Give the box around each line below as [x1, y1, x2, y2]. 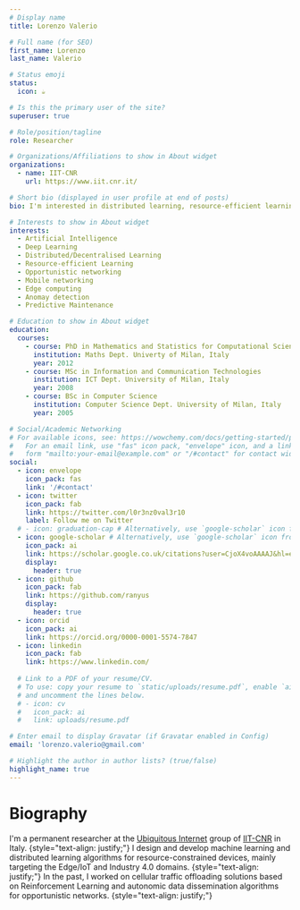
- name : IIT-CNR [17, 169, 78, 178]
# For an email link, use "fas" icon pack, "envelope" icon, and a [9, 441, 274, 450]
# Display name [9, 13, 66, 22]
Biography [9, 803, 87, 823]
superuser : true [9, 111, 70, 121]
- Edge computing [17, 284, 82, 293]
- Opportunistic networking [17, 268, 122, 276]
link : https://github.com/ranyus [25, 591, 150, 600]
